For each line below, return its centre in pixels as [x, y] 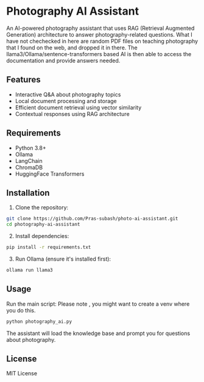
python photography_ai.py [39, 322]
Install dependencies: [42, 236]
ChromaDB [29, 167]
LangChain [29, 160]
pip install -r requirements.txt [49, 247]
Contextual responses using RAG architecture [72, 114]
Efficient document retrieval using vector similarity [78, 107]
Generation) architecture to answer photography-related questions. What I [100, 34]
